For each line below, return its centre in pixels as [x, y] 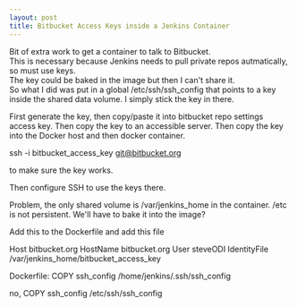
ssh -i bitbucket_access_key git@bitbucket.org [95, 152]
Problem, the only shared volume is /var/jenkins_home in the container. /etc [148, 205]
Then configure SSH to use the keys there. [88, 187]
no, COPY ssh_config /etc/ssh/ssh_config [86, 293]
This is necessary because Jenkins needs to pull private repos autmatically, [148, 61]
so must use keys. [42, 70]
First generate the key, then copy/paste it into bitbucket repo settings [136, 116]
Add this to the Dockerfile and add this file [87, 231]
